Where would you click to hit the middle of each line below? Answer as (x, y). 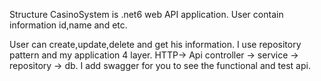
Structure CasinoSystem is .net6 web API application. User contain (146, 14)
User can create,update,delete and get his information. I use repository (155, 44)
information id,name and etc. (68, 25)
